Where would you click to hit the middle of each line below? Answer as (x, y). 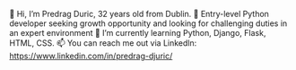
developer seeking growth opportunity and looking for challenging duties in (148, 23)
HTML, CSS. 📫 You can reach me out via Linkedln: (103, 43)
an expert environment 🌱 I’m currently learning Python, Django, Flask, (138, 33)
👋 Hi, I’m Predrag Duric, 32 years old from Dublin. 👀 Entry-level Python (139, 14)
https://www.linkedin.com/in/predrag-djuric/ (91, 56)
